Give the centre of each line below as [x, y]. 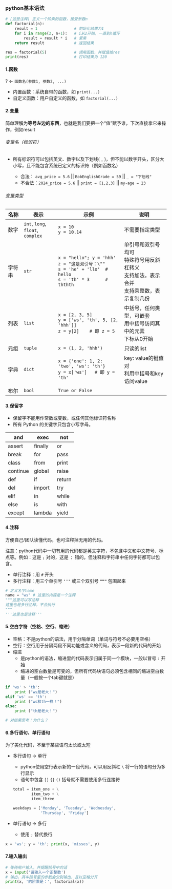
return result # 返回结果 [54, 43]
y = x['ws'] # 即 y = [87, 372]
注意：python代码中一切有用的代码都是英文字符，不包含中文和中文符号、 [82, 551]
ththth [66, 285]
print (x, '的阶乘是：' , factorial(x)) [45, 882]
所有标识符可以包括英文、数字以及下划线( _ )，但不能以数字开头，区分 [86, 159]
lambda [43, 513]
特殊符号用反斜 [142, 260]
